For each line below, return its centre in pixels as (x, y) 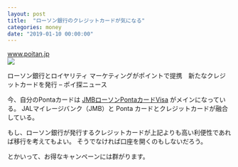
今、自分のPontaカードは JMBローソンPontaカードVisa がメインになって (114, 99)
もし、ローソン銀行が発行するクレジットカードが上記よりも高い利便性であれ (119, 133)
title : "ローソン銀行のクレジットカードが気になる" (76, 21)
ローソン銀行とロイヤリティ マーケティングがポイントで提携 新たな (107, 76)
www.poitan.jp (28, 54)
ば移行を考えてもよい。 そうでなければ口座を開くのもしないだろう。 (107, 141)
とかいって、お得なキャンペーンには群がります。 (78, 156)
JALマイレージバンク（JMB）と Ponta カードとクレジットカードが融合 (125, 109)
